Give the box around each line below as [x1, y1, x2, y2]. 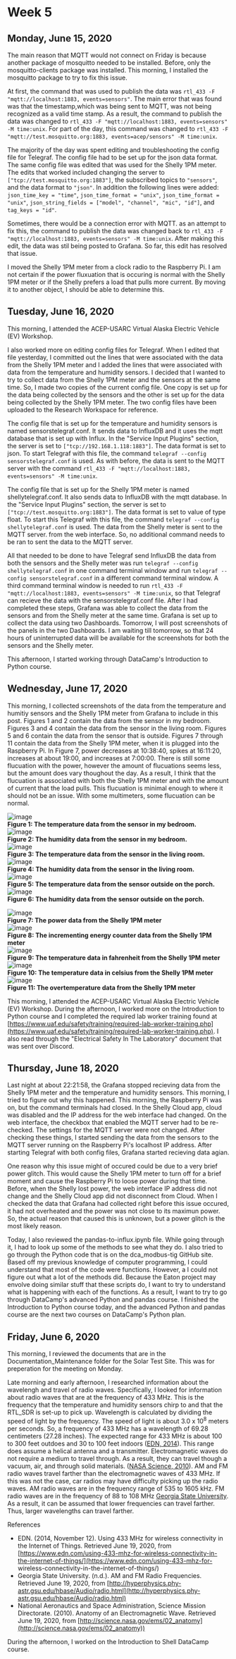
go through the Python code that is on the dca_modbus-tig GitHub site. [7, 1250, 213, 1259]
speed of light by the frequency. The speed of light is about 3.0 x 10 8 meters [7, 1416, 229, 1425]
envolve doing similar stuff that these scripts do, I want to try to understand [7, 1281, 226, 1289]
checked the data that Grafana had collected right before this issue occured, [7, 1199, 229, 1208]
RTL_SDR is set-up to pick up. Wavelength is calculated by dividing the [7, 1408, 213, 1417]
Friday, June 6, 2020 [7, 1331, 100, 1343]
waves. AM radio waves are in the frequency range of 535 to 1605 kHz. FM [7, 1484, 225, 1493]
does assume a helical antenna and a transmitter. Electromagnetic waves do [7, 1446, 228, 1455]
